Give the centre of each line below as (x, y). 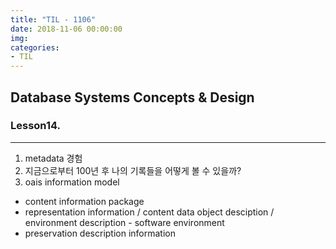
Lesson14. (35, 126)
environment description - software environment (124, 222)
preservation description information (100, 233)
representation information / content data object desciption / (149, 212)
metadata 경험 (53, 158)
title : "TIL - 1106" (53, 19)
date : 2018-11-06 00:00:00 (66, 29)
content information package (84, 201)
